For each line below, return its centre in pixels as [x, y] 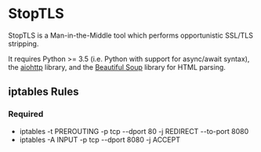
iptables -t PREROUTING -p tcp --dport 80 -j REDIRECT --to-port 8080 [134, 131]
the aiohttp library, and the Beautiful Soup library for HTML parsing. [117, 67]
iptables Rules [43, 92]
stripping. [24, 43]
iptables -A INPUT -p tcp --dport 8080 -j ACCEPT [100, 139]
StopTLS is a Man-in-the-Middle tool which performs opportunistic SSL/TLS [130, 35]
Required [26, 114]
